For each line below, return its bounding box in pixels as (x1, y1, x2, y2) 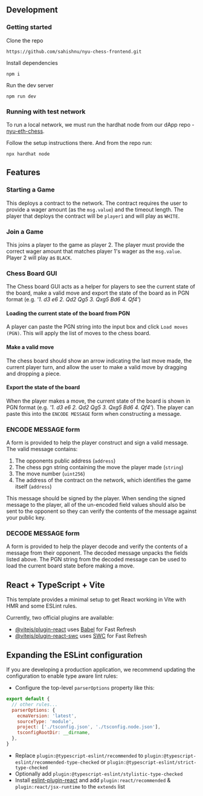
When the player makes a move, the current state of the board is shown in (6, 397, 190, 404)
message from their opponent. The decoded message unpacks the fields (6, 549, 188, 557)
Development (6, 5, 59, 15)
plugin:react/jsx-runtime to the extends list (14, 783, 126, 790)
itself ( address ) (14, 483, 53, 490)
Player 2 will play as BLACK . (6, 254, 72, 261)
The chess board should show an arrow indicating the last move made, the (6, 357, 192, 364)
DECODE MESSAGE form (6, 529, 80, 538)
